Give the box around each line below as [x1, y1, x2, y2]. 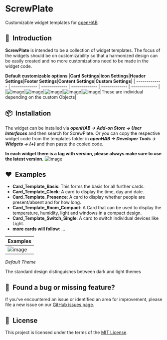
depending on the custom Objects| [5, 94, 77, 100]
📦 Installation [5, 109, 51, 118]
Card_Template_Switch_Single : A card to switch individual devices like [12, 215, 159, 221]
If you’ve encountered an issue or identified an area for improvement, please [5, 297, 163, 303]
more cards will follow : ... [12, 226, 66, 232]
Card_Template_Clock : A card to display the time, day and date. [12, 189, 144, 195]
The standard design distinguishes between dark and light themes [5, 269, 141, 275]
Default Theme [5, 259, 36, 265]
